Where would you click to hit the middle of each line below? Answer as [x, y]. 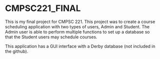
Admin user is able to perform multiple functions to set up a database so [77, 32]
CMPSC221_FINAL [43, 8]
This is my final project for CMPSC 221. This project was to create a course [80, 22]
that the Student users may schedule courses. [51, 37]
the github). [17, 51]
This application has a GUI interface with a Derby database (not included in [80, 46]
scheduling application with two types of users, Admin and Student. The [77, 26]
